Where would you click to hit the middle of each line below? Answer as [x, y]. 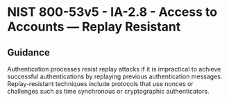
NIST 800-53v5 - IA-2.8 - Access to [112, 12]
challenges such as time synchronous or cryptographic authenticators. [108, 91]
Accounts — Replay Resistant [94, 27]
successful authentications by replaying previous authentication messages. [115, 76]
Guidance [28, 52]
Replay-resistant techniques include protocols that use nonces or [100, 84]
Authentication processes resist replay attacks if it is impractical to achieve [114, 69]
